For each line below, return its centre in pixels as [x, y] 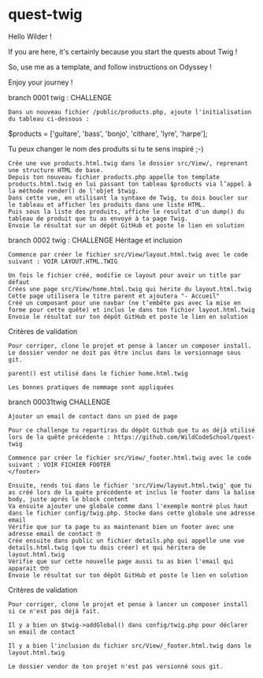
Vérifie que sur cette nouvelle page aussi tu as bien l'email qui [121, 561]
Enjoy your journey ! [41, 82]
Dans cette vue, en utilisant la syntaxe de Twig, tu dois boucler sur [128, 198]
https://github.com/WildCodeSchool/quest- [185, 437]
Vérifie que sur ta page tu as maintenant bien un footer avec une [121, 526]
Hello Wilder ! [30, 36]
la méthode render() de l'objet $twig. [74, 191]
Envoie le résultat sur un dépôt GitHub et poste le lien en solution [126, 225]
